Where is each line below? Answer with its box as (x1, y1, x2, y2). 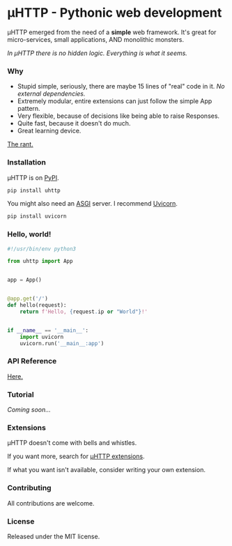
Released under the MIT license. (7, 532, 100, 540)
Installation (7, 158, 47, 167)
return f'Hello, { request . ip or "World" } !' (20, 308, 148, 315)
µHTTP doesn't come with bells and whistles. (7, 439, 137, 447)
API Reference (7, 356, 57, 366)
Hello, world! (7, 229, 52, 239)
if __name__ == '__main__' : (7, 326, 89, 334)
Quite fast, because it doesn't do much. (17, 119, 131, 128)
